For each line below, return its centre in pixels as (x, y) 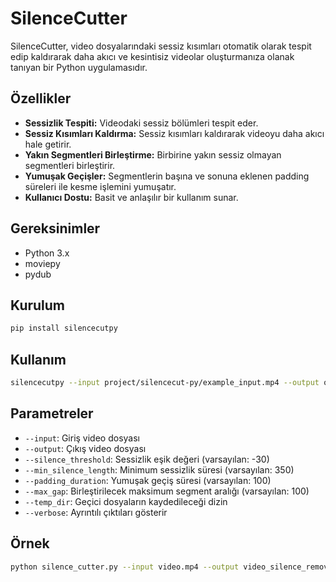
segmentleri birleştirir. (70, 165)
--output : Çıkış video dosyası (85, 448)
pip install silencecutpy (64, 328)
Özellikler (41, 98)
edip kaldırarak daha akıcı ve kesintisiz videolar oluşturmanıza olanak (152, 56)
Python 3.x (47, 253)
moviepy (42, 263)
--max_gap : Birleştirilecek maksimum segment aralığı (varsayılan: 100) (167, 491)
